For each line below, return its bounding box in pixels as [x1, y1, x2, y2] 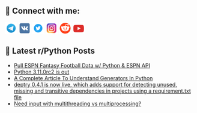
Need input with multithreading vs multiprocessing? [13, 100, 142, 107]
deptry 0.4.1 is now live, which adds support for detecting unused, [13, 81, 177, 88]
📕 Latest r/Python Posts [5, 46, 95, 56]
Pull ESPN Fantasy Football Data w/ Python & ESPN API [13, 62, 151, 69]
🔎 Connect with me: [5, 6, 80, 16]
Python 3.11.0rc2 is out [13, 68, 70, 75]
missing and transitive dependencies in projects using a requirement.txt [13, 87, 191, 94]
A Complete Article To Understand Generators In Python [13, 74, 153, 81]
